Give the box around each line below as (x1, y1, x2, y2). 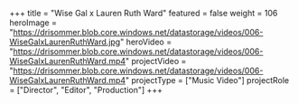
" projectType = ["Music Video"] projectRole (125, 75, 290, 85)
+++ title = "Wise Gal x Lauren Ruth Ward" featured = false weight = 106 (9, 8, 278, 18)
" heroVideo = (120, 36, 172, 47)
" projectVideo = (125, 56, 187, 66)
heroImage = (9, 17, 57, 28)
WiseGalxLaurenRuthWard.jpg (9, 36, 121, 47)
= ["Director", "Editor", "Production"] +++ (9, 85, 163, 95)
